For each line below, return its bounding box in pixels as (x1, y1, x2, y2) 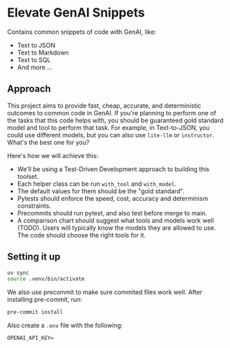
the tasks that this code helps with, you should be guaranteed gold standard (7, 116, 224, 124)
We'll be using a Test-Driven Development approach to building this (17, 164, 209, 173)
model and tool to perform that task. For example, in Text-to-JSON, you (7, 123, 210, 132)
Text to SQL (17, 55, 51, 64)
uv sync (7, 269, 30, 276)
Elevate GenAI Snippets (7, 5, 145, 21)
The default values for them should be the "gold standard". (17, 186, 185, 195)
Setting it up (7, 251, 61, 263)
